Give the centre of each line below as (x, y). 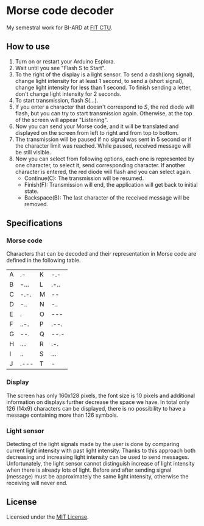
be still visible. (33, 152)
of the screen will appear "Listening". (62, 120)
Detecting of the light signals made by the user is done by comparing (93, 444)
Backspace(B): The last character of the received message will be (107, 197)
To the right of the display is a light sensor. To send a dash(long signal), (105, 74)
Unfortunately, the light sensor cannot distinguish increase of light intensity (100, 464)
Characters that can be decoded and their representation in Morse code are (101, 254)
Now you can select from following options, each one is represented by (105, 159)
